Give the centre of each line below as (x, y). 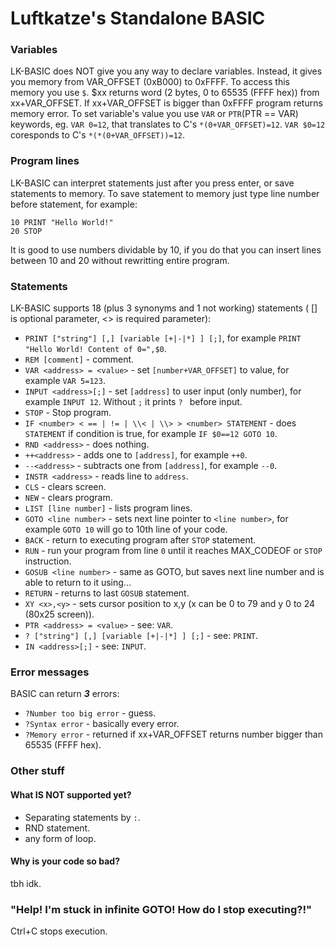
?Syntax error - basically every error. (102, 724)
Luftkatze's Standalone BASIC (138, 18)
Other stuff (37, 771)
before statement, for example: (74, 204)
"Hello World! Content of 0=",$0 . (95, 349)
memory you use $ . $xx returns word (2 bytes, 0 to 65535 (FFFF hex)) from (165, 93)
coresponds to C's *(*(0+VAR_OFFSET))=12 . (98, 135)
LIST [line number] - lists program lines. (108, 508)
